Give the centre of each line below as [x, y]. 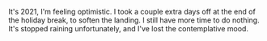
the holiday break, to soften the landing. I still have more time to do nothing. [134, 20]
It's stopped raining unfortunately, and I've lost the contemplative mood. [129, 29]
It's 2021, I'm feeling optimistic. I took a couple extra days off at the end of [132, 12]
